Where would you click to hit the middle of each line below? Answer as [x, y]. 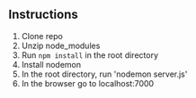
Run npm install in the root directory [90, 55]
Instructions [43, 15]
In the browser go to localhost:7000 [88, 83]
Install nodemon [51, 64]
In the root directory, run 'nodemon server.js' [104, 74]
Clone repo [42, 36]
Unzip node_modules [61, 45]
